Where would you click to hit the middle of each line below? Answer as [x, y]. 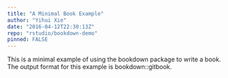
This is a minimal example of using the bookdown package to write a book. [114, 59]
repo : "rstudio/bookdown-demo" [52, 33]
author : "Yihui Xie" [37, 20]
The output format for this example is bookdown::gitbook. [90, 67]
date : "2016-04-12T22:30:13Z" [51, 26]
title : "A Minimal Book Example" [56, 14]
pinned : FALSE [28, 40]
